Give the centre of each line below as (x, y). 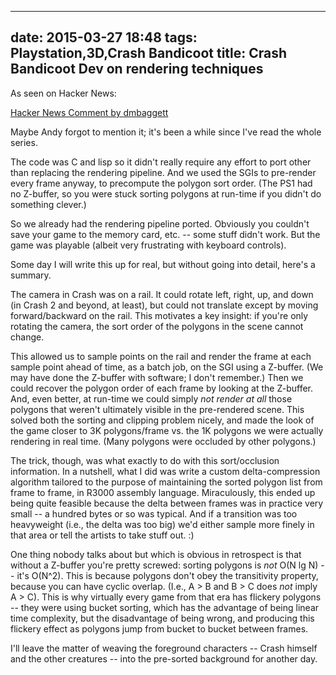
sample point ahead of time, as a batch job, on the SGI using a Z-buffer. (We (167, 367)
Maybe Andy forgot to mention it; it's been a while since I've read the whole (166, 132)
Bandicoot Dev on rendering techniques (137, 69)
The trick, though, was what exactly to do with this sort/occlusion (145, 460)
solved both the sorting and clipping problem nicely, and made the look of (162, 420)
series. (24, 142)
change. (27, 337)
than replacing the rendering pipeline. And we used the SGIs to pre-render (163, 172)
